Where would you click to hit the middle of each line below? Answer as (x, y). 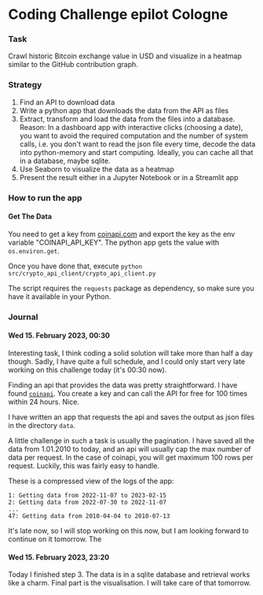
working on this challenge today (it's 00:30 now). (88, 370)
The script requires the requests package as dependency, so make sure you (131, 288)
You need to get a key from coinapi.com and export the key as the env (122, 234)
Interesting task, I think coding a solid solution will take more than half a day (131, 353)
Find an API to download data (67, 102)
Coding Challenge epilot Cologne (118, 15)
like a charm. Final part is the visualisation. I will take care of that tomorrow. (130, 583)
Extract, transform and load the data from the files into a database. (127, 119)
